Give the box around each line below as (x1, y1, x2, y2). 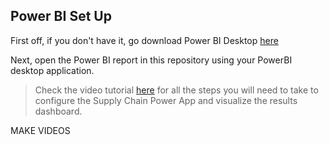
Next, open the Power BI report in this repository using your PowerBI (10, 54, 293, 66)
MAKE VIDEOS (10, 124, 71, 136)
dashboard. (34, 105, 83, 117)
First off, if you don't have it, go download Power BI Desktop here (10, 34, 279, 46)
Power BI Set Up (10, 8, 112, 25)
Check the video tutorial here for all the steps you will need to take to (34, 84, 319, 96)
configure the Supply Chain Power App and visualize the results (34, 94, 298, 106)
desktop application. (10, 64, 95, 76)
